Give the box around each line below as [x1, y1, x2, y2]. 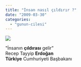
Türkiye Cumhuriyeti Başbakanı [5, 56, 72, 62]
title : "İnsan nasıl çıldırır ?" [5, 7, 77, 13]
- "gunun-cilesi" [10, 21, 47, 27]
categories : [5, 17, 31, 22]
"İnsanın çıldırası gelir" [5, 45, 54, 51]
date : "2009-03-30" [5, 12, 47, 17]
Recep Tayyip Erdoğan [5, 50, 54, 56]
